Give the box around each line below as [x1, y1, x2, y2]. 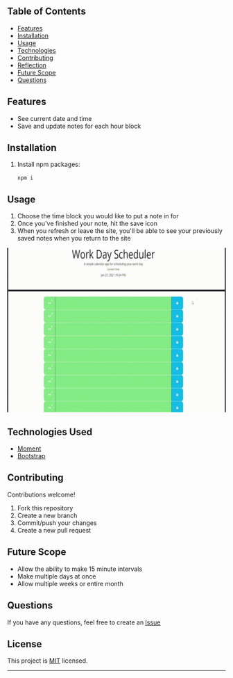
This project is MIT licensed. [7, 656, 88, 665]
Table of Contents [7, 6, 87, 17]
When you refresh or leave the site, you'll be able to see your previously [17, 227, 223, 235]
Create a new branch [17, 511, 78, 519]
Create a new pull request [17, 526, 92, 534]
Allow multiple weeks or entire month [17, 579, 123, 588]
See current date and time [17, 114, 92, 122]
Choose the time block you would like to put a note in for [17, 212, 179, 220]
